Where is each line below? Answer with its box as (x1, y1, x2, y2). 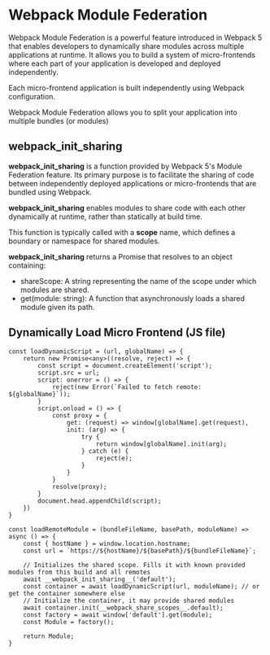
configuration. (8, 91, 55, 101)
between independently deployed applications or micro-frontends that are (8, 178, 257, 188)
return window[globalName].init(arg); (95, 439, 228, 448)
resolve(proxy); (51, 483, 107, 491)
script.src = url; (37, 369, 100, 377)
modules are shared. (20, 285, 89, 295)
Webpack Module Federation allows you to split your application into (8, 107, 237, 117)
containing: (8, 260, 46, 270)
